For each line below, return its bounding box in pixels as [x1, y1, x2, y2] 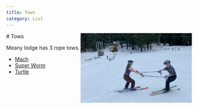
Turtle [14, 68, 29, 75]
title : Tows [6, 9, 35, 15]
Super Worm [14, 62, 46, 69]
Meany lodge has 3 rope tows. [6, 44, 80, 51]
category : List [6, 15, 44, 22]
